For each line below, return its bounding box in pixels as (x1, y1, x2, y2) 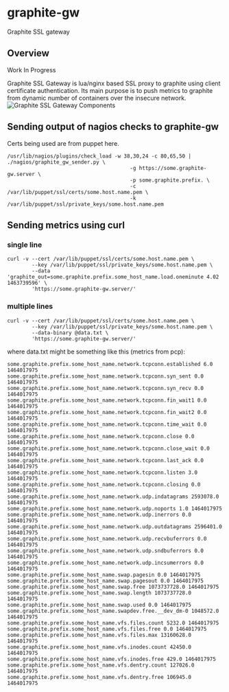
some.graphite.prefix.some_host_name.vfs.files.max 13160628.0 (7, 631, 192, 638)
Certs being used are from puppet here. (7, 139, 120, 147)
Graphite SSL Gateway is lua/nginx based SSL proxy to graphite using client (7, 79, 221, 87)
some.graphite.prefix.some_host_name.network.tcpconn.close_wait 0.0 (7, 445, 210, 452)
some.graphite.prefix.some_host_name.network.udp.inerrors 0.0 (7, 511, 192, 518)
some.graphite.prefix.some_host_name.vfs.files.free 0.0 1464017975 (7, 625, 207, 632)
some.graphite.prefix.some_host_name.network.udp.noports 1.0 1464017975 (7, 505, 223, 512)
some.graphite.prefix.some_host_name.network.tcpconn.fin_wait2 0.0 (7, 409, 207, 415)
